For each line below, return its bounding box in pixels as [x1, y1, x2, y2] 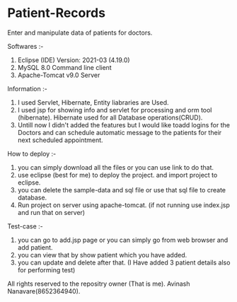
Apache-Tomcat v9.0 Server [17, 71, 100, 79]
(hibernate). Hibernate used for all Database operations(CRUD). [17, 113, 203, 122]
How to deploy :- [7, 149, 57, 158]
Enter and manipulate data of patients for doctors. [7, 28, 153, 37]
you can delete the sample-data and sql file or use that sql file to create [17, 185, 226, 194]
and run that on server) [17, 208, 86, 216]
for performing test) [17, 265, 76, 274]
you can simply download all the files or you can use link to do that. [17, 163, 214, 171]
